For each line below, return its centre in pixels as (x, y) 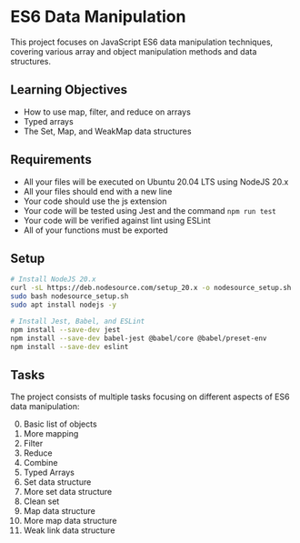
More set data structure (68, 492)
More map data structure (70, 521)
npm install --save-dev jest (65, 329)
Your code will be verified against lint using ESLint (117, 220)
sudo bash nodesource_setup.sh (70, 297)
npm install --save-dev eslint (70, 347)
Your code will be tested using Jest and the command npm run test (150, 210)
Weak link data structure (69, 530)
